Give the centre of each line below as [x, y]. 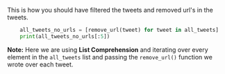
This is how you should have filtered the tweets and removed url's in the [110, 10]
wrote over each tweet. [40, 64]
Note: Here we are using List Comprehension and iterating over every [108, 49]
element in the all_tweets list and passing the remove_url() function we [110, 57]
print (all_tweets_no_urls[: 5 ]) [65, 36]
